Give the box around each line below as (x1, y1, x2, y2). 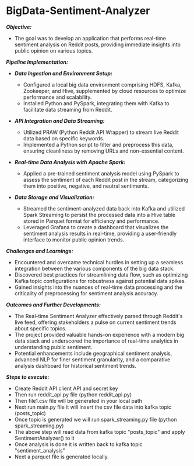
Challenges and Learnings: (6, 247, 73, 254)
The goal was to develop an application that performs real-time (14, 34, 167, 42)
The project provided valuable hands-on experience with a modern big (14, 331, 185, 338)
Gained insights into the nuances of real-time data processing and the (14, 284, 182, 291)
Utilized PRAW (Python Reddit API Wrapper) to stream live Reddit (23, 129, 179, 136)
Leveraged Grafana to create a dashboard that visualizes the (23, 223, 169, 230)
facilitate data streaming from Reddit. (23, 106, 112, 113)
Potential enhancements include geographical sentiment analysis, (14, 350, 172, 357)
